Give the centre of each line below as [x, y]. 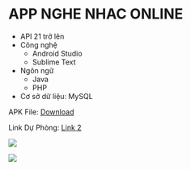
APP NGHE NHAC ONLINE [96, 14]
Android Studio [57, 53]
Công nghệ [39, 44]
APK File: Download [41, 112]
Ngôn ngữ [37, 70]
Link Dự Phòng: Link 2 [45, 127]
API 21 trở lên [42, 36]
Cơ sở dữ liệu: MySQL [56, 96]
